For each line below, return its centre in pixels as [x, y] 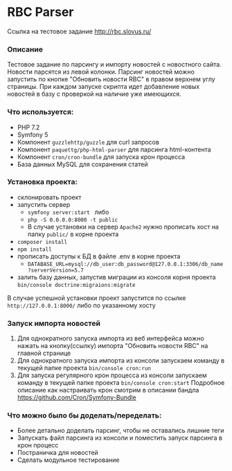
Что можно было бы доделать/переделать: [84, 415]
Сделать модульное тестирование [68, 460]
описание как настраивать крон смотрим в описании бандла [108, 390]
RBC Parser [41, 12]
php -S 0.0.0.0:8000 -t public [73, 220]
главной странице [44, 353]
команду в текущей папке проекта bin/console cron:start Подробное [121, 383]
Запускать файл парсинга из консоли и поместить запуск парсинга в [120, 438]
